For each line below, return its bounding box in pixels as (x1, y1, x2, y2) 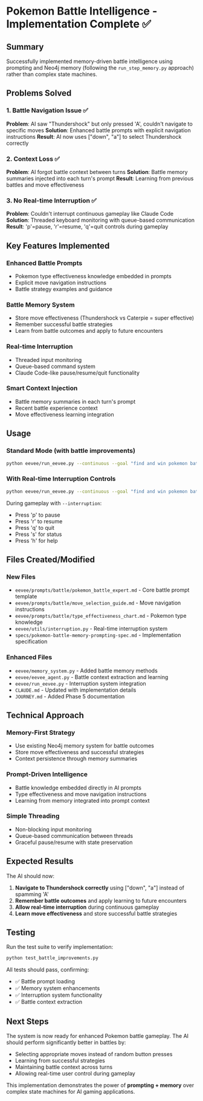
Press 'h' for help (14, 537, 59, 544)
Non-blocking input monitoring (14, 826, 92, 833)
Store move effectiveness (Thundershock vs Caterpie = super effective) (14, 314, 195, 322)
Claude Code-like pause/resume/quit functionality (14, 369, 140, 376)
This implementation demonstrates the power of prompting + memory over (6, 1082, 195, 1089)
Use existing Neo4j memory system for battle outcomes (14, 742, 154, 749)
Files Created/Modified (6, 554, 95, 564)
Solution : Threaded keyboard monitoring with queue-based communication (6, 216, 195, 224)
